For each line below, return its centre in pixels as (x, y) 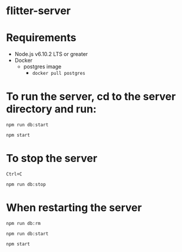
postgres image (42, 67)
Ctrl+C (14, 174)
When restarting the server (74, 208)
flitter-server (38, 11)
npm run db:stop (26, 184)
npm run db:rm (24, 223)
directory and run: (52, 109)
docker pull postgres (59, 74)
